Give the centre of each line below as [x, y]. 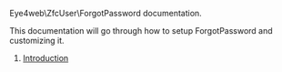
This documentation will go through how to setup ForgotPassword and [141, 31]
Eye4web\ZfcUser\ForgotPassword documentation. [106, 13]
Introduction [45, 58]
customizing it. [37, 41]
